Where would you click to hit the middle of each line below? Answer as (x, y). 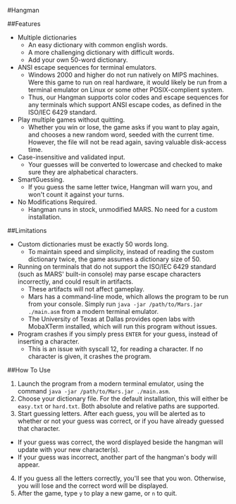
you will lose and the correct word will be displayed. (93, 486)
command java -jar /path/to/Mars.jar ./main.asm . (94, 391)
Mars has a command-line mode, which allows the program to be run (128, 296)
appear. (29, 465)
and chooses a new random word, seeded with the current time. (121, 134)
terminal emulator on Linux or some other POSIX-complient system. (126, 90)
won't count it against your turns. (76, 194)
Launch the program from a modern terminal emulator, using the (111, 384)
